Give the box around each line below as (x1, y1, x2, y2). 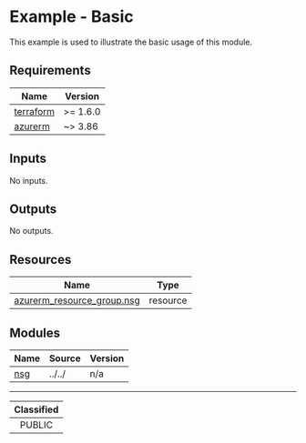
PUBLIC (19, 418, 53, 431)
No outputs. (9, 226, 54, 237)
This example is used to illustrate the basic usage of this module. (9, 36, 253, 47)
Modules (9, 325, 61, 340)
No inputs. (9, 175, 48, 186)
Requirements (9, 63, 91, 78)
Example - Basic (9, 6, 134, 27)
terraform (14, 105, 56, 117)
